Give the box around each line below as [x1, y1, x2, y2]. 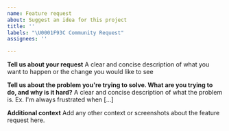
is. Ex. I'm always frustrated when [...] [7, 95, 114, 104]
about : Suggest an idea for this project [7, 16, 128, 23]
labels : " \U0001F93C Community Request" [7, 29, 125, 36]
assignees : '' [7, 36, 48, 43]
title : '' [7, 23, 36, 29]
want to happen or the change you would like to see [7, 68, 154, 76]
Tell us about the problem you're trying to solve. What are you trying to [7, 81, 213, 89]
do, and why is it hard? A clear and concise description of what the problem [7, 88, 223, 97]
